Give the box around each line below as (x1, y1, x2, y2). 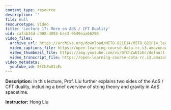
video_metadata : (5, 60, 40, 65)
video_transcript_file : (10, 54, 60, 60)
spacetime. (5, 89, 29, 95)
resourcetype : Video (5, 21, 49, 27)
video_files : (5, 36, 33, 41)
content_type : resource (5, 7, 56, 13)
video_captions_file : (10, 45, 56, 50)
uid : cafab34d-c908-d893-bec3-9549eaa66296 (5, 31, 99, 36)
